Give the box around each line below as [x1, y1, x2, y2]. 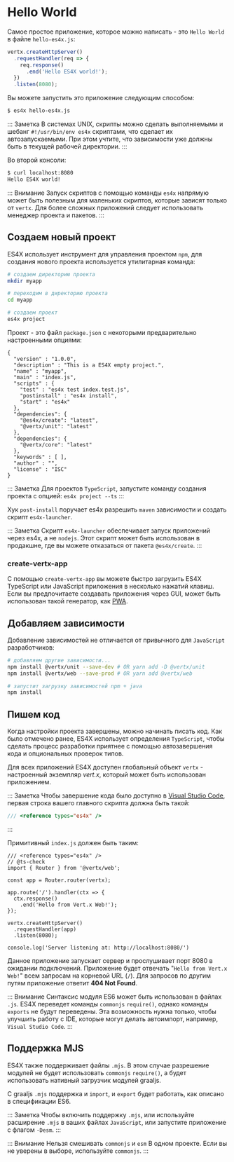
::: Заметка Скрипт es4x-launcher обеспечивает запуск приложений [7, 526, 210, 535]
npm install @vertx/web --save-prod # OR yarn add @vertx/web [7, 670, 193, 677]
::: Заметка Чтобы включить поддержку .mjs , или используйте [7, 1110, 195, 1119]
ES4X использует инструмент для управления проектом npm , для [7, 250, 202, 258]
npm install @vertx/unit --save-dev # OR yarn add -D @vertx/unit [7, 663, 205, 670]
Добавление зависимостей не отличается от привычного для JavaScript [7, 636, 226, 644]
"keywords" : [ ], [13, 453, 68, 460]
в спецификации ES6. [7, 1097, 71, 1105]
